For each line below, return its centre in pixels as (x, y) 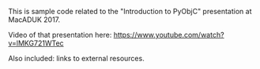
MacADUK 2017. (34, 20)
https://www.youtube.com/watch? (169, 35)
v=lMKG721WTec (36, 43)
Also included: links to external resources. (76, 58)
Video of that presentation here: (60, 35)
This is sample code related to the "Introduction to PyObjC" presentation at (130, 11)
